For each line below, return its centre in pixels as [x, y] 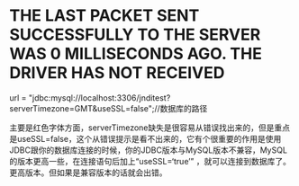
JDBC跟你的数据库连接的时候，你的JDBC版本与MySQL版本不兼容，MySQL [149, 150]
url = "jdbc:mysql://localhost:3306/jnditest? [90, 97]
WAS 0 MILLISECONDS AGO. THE [136, 54]
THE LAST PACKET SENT [104, 16]
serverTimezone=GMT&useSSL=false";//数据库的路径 [109, 108]
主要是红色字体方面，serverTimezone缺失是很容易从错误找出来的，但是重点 [150, 128]
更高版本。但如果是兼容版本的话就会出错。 [88, 173]
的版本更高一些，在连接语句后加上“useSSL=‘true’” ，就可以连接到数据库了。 [150, 161]
